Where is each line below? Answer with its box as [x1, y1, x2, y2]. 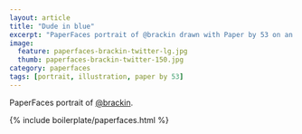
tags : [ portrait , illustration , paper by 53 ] [9, 72, 184, 81]
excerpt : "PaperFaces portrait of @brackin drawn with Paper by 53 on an [9, 30, 294, 39]
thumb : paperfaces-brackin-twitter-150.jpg [17, 55, 184, 64]
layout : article [9, 13, 71, 23]
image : [9, 38, 34, 48]
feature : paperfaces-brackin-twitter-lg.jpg [17, 47, 188, 56]
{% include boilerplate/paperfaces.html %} [9, 114, 169, 125]
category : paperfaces [9, 64, 91, 73]
